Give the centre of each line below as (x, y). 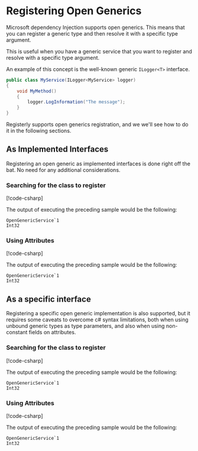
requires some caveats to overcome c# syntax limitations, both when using (98, 320)
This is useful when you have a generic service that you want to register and (99, 51)
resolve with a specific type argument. (53, 57)
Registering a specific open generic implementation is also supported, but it (98, 314)
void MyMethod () (37, 91)
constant (17, 332)
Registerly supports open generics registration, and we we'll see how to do (97, 124)
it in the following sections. (39, 131)
